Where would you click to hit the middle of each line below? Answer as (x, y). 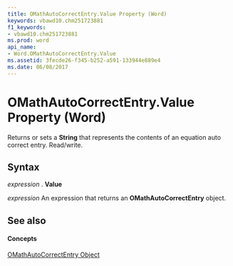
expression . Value (35, 184)
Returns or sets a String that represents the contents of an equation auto (114, 137)
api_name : (22, 47)
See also (27, 221)
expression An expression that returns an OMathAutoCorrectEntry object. (117, 198)
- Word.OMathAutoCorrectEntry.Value (62, 54)
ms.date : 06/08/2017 (38, 67)
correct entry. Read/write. (45, 145)
